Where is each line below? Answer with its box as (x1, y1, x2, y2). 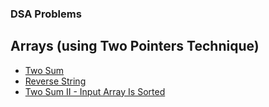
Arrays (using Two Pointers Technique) (10, 38, 260, 55)
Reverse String (24, 75, 87, 87)
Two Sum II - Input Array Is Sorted (24, 85, 166, 97)
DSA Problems (10, 7, 82, 21)
